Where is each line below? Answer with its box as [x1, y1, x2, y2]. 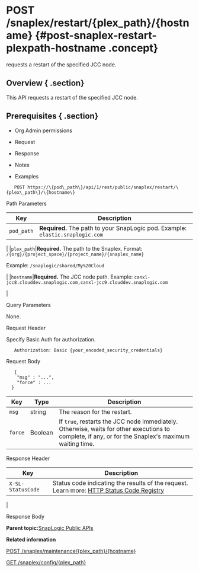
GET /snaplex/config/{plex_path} [6, 558, 86, 566]
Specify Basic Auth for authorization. [6, 335, 96, 343]
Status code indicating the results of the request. [52, 478, 188, 487]
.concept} [108, 41, 159, 55]
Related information [6, 536, 56, 543]
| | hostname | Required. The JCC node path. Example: [6, 273, 133, 280]
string [30, 407, 46, 416]
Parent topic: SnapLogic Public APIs [6, 524, 94, 531]
